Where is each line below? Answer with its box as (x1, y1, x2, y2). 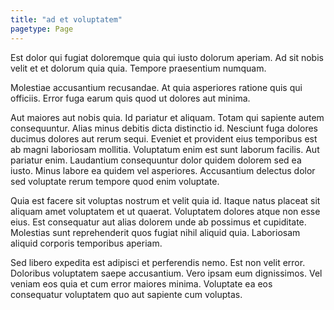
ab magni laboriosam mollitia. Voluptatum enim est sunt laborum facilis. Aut (10, 143, 320, 155)
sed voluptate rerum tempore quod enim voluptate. (10, 175, 220, 187)
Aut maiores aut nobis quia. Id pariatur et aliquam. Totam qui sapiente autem (10, 111, 325, 123)
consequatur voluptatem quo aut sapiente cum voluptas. (10, 288, 243, 300)
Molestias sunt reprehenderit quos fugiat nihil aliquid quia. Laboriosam (10, 226, 301, 238)
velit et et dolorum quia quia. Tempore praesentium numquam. (10, 62, 267, 74)
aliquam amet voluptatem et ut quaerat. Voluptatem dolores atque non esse (10, 205, 321, 217)
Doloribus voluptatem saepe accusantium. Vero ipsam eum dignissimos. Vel (10, 267, 323, 279)
